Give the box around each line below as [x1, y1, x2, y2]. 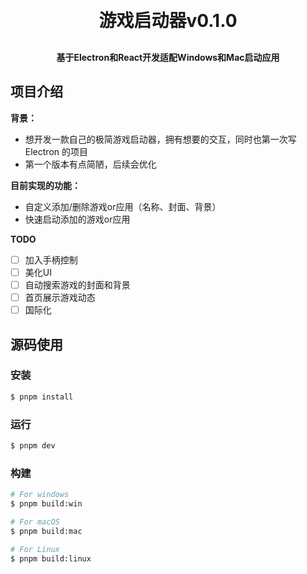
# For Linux [10, 544, 60, 554]
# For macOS [10, 517, 60, 527]
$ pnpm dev [10, 440, 56, 451]
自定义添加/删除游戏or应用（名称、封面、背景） [24, 200, 222, 212]
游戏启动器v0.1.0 [98, 10, 238, 32]
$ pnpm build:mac [10, 526, 83, 536]
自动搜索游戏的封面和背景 [24, 278, 131, 291]
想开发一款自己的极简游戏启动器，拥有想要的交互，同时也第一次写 [24, 133, 297, 145]
